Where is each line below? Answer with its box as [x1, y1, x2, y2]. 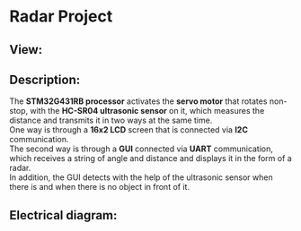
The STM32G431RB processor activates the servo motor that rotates [9, 96, 268, 107]
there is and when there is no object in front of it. [9, 182, 190, 192]
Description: [9, 72, 81, 87]
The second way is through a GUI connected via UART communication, [9, 143, 274, 154]
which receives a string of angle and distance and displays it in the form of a [9, 153, 292, 164]
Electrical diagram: [9, 208, 118, 223]
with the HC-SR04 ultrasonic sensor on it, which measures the [30, 106, 265, 116]
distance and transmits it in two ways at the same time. [9, 115, 213, 126]
